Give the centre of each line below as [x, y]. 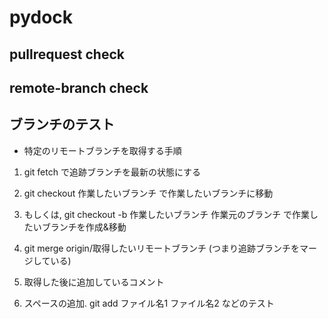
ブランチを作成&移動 [84, 227]
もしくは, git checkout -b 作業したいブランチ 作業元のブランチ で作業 [167, 214]
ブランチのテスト [62, 124]
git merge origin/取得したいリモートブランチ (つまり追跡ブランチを [161, 248]
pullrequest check [67, 54]
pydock [41, 17]
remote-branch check [79, 87]
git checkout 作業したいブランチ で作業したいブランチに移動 [148, 193]
